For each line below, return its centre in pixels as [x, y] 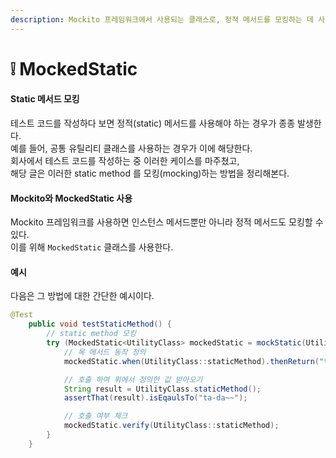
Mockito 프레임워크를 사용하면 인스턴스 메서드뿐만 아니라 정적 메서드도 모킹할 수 [167, 222]
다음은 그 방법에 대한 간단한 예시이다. [82, 296]
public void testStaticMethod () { [100, 324]
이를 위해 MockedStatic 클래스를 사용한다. [92, 247]
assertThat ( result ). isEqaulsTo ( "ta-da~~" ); [155, 398]
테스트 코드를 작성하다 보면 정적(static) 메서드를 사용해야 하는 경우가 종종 [153, 123]
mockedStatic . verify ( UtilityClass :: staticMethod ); [171, 426]
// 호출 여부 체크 [95, 416]
